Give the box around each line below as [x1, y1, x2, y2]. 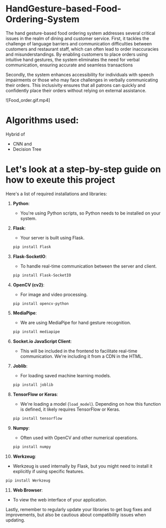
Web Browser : [12, 487, 43, 493]
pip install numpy [12, 445, 51, 450]
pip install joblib [12, 382, 54, 387]
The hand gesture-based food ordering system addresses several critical [5, 30, 156, 36]
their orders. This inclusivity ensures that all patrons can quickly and [5, 82, 146, 88]
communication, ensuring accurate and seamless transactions [5, 62, 133, 68]
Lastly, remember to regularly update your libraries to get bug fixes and [5, 506, 152, 512]
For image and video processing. [20, 291, 88, 297]
